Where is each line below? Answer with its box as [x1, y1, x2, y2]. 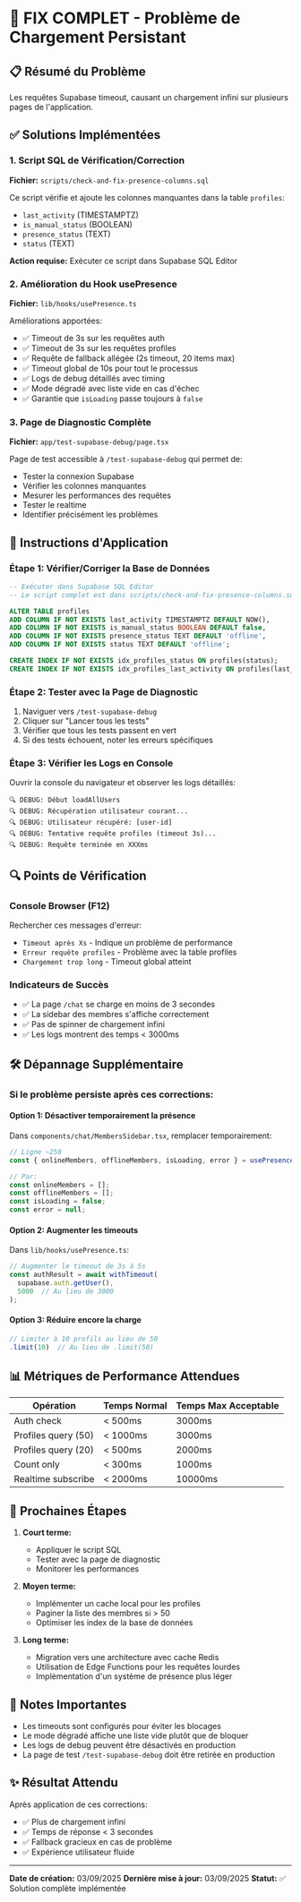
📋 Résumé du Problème [9, 64, 146, 79]
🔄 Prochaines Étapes [9, 1504, 127, 1519]
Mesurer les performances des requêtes [21, 490, 172, 501]
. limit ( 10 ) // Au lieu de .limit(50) [9, 1342, 154, 1351]
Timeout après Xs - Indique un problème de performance [21, 938, 233, 948]
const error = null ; [9, 1205, 87, 1214]
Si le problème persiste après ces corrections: [9, 1088, 214, 1101]
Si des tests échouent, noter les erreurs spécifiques [21, 734, 213, 746]
